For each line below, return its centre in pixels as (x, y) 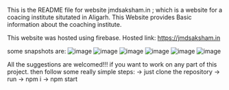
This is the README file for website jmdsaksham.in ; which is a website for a (115, 10)
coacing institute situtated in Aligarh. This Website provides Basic (99, 17)
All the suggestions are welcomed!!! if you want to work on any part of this (112, 64)
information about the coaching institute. (64, 24)
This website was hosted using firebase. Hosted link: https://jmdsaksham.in (114, 38)
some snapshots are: (37, 51)
